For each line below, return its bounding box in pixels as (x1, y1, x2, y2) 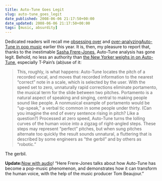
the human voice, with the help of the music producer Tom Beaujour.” (5, 171, 144, 177)
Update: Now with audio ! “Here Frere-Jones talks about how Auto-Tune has (5, 161, 156, 166)
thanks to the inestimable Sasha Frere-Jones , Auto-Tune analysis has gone (5, 49, 155, 55)
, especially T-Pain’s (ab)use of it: (15, 60, 82, 65)
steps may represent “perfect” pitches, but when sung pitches (17, 126, 142, 132)
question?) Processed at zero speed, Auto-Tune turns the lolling (17, 116, 145, 121)
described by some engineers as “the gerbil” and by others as (17, 136, 142, 142)
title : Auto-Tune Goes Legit (5, 7, 64, 12)
